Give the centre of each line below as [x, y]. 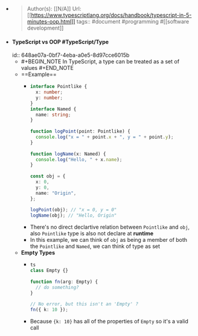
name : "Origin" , [56, 193]
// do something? [57, 287]
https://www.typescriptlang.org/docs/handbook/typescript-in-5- [111, 15]
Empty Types [38, 253]
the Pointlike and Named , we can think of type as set [95, 246]
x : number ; [49, 92]
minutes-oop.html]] [51, 21]
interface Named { [53, 109]
